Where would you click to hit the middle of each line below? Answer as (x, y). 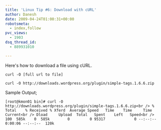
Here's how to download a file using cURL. (49, 65)
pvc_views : (16, 33)
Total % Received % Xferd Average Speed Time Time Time (79, 110)
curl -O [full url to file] (34, 74)
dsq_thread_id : (21, 42)
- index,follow (25, 28)
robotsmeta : (17, 24)
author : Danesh (21, 14)
